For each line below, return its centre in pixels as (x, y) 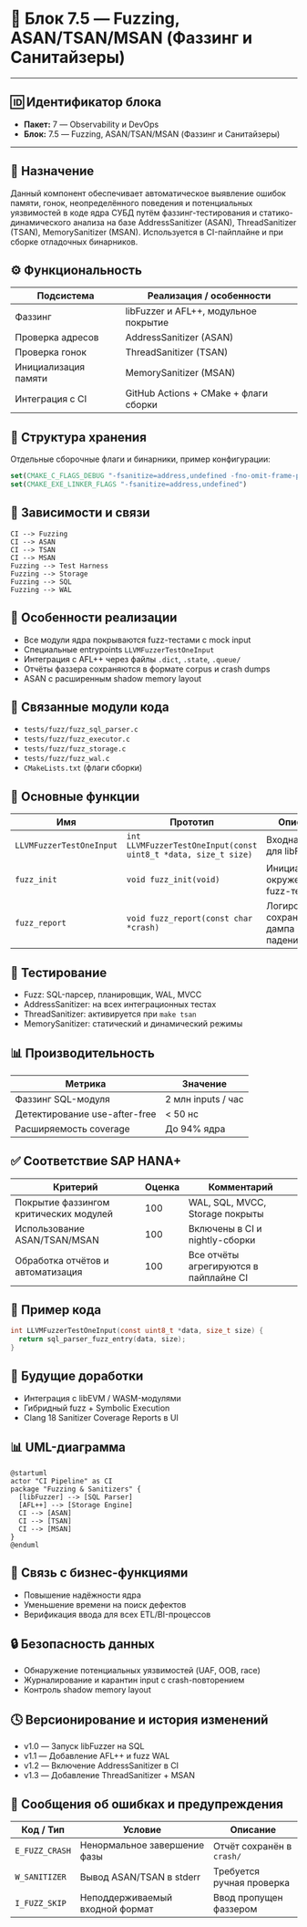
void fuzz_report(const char (190, 919)
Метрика (86, 1083)
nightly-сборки (222, 1240)
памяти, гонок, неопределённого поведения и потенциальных (132, 203)
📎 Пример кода (56, 1310)
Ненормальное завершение (142, 1845)
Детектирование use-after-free (86, 1114)
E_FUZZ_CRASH (43, 1850)
